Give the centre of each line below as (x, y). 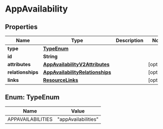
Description (130, 40)
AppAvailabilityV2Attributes (76, 64)
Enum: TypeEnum (32, 97)
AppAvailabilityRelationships (77, 72)
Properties (21, 27)
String (50, 56)
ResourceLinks (61, 80)
